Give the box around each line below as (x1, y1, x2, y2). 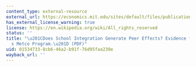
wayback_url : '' (6, 52, 45, 58)
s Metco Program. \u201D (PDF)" (11, 41, 87, 47)
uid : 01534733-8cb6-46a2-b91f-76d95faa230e (6, 47, 114, 52)
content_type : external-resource (6, 8, 87, 15)
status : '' (6, 30, 33, 36)
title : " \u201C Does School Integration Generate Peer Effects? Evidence (6, 36, 187, 41)
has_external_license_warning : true (6, 19, 95, 25)
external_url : (6, 14, 41, 20)
